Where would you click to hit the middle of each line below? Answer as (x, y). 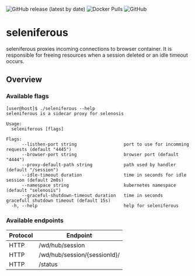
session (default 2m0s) (35, 180)
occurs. (15, 61)
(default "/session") (32, 170)
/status (48, 264)
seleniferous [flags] (38, 129)
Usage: (14, 124)
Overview (24, 80)
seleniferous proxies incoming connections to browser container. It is (89, 49)
